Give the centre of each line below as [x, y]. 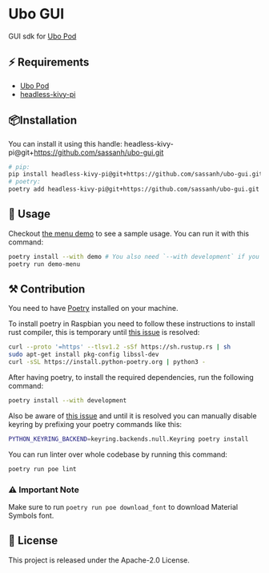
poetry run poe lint [43, 469]
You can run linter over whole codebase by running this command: [118, 454]
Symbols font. [31, 515]
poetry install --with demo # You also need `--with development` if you [134, 256]
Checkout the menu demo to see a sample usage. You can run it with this [129, 233]
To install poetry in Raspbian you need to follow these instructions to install [132, 324]
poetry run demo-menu [44, 264]
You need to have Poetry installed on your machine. [93, 309]
